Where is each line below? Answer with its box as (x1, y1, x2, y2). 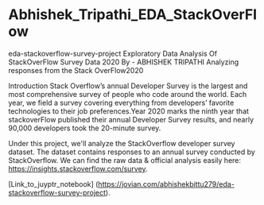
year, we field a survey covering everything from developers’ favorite (8, 98, 235, 107)
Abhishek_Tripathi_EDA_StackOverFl (8, 6, 257, 24)
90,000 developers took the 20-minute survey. (8, 123, 161, 133)
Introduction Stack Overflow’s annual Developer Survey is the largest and (8, 81, 248, 91)
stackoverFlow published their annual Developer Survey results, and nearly (8, 114, 254, 124)
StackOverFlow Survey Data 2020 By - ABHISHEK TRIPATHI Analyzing (8, 57, 239, 67)
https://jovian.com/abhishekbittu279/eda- (98, 179, 235, 188)
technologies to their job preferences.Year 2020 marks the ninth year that (8, 106, 249, 116)
